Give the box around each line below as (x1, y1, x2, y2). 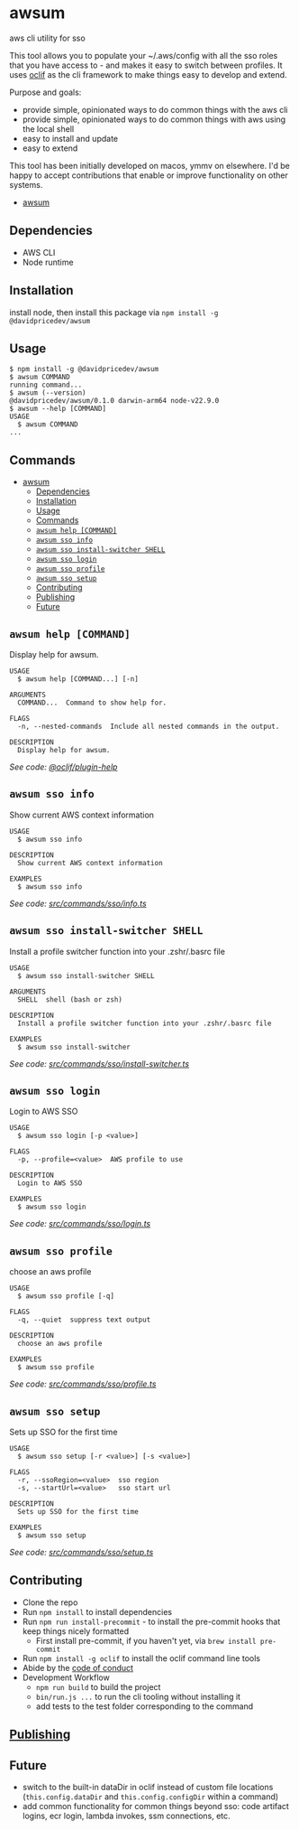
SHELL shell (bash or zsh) (17, 994, 123, 1004)
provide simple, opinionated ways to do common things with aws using (22, 114, 286, 125)
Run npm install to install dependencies (22, 1606, 173, 1617)
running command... (9, 380, 83, 390)
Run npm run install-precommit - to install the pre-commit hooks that (22, 1616, 281, 1627)
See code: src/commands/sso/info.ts (9, 898, 147, 909)
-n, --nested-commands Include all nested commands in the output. (17, 722, 280, 731)
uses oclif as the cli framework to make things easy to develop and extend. (9, 69, 287, 79)
